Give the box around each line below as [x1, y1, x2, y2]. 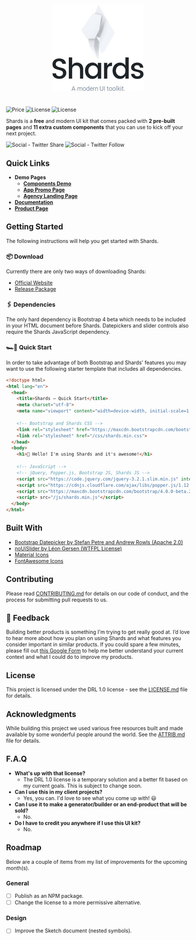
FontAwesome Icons [14, 557, 64, 564]
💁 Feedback [6, 613, 50, 623]
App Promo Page [23, 186, 65, 193]
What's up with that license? [14, 770, 86, 777]
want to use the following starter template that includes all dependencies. [6, 365, 183, 372]
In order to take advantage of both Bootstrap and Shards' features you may [6, 359, 187, 366]
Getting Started [6, 222, 64, 232]
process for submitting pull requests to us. [6, 596, 108, 603]
